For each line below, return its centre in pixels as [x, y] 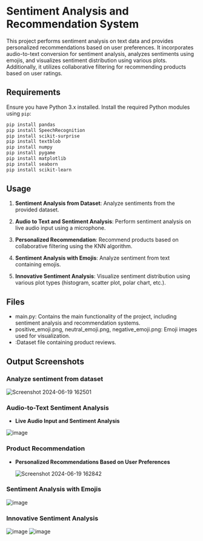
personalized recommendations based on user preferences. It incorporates [100, 47]
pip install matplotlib [36, 159]
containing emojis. [38, 264]
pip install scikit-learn [39, 170]
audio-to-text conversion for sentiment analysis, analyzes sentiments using [100, 53]
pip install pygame [31, 153]
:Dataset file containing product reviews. [65, 342]
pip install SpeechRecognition [46, 130]
